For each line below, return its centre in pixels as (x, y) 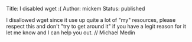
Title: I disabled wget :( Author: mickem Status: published (76, 9)
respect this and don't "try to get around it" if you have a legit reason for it (96, 26)
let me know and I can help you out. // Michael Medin (71, 33)
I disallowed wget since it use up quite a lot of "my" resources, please (91, 20)
